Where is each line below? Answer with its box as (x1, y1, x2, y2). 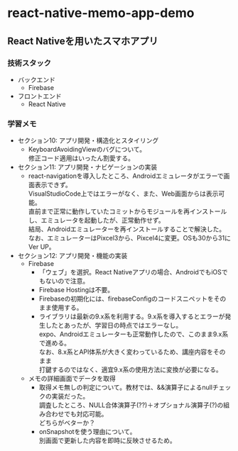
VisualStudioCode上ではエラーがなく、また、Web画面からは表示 (28, 189, 219, 198)
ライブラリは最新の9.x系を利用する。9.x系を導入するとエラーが (38, 312, 225, 321)
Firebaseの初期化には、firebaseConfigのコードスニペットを (38, 294, 215, 303)
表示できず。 (34, 181, 72, 189)
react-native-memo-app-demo (7, 5, 195, 21)
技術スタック (7, 58, 52, 68)
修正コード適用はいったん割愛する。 (28, 154, 135, 162)
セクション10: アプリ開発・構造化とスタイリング (17, 136, 159, 145)
